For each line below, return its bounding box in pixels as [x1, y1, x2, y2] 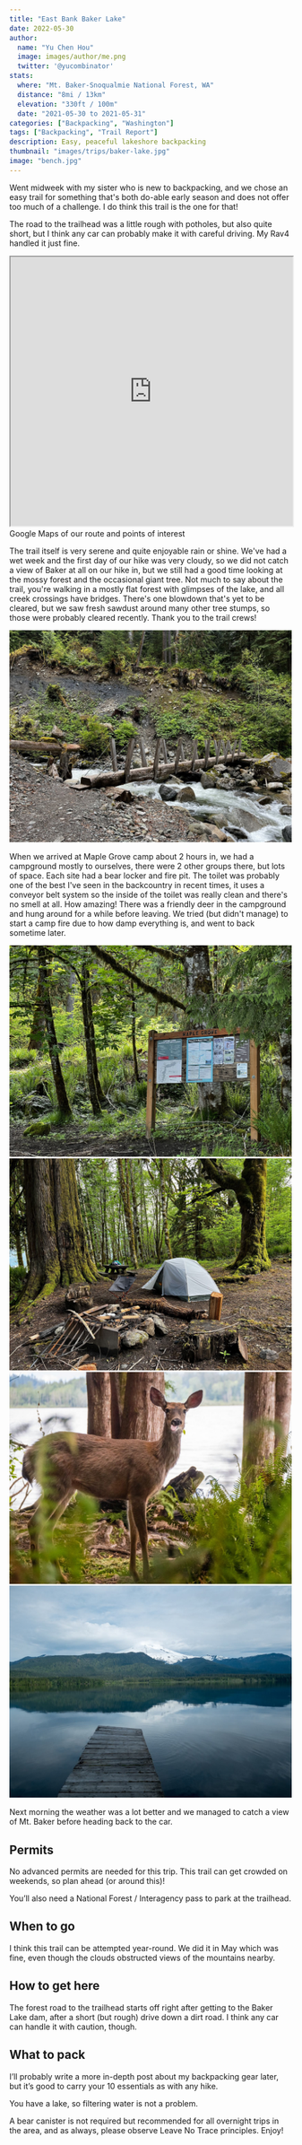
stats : [9, 72, 34, 81]
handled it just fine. [9, 238, 81, 249]
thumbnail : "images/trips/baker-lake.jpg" [9, 147, 170, 156]
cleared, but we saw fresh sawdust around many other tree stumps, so [9, 602, 271, 614]
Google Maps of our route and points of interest [9, 528, 186, 538]
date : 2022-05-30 [9, 23, 74, 33]
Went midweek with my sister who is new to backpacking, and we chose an [9, 182, 289, 193]
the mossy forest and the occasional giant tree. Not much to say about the [9, 574, 284, 585]
